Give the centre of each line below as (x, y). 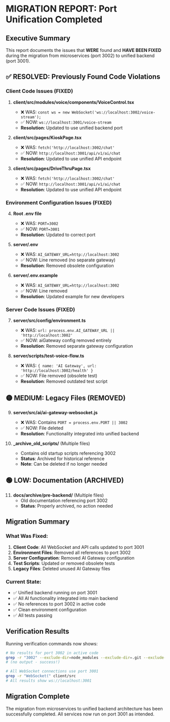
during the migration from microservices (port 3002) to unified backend (80, 55)
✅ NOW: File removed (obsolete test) (59, 376)
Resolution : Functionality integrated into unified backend (80, 434)
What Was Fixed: (27, 536)
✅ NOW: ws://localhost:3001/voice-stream (66, 122)
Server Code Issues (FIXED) (40, 309)
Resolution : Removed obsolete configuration (67, 265)
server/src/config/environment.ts (49, 320)
